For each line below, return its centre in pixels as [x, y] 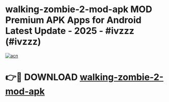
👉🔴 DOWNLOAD [41, 77]
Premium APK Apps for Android [73, 20]
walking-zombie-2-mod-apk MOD [79, 9]
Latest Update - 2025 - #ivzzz [70, 31]
